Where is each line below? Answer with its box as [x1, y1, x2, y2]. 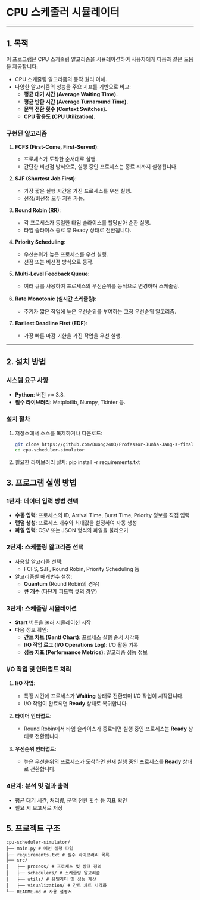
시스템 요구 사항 [6, 376, 49, 385]
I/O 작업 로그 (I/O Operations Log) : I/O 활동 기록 [23, 641, 139, 649]
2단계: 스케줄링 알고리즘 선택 [6, 543, 84, 551]
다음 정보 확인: [14, 626, 49, 634]
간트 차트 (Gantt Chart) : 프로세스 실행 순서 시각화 [23, 634, 139, 641]
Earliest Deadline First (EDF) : [14, 320, 87, 327]
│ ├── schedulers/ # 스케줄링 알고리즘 [6, 870, 101, 876]
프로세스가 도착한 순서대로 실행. [23, 156, 97, 163]
